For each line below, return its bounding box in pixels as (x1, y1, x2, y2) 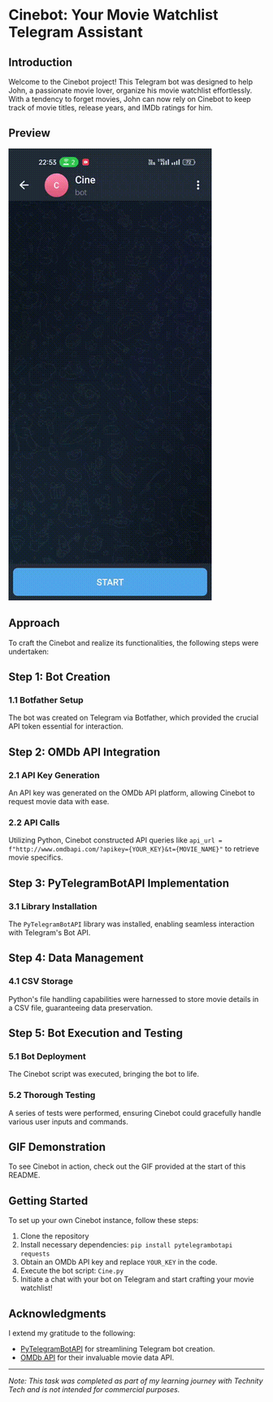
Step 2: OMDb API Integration (8, 745, 161, 759)
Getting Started (8, 1194, 89, 1208)
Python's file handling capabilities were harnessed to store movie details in (8, 994, 259, 1004)
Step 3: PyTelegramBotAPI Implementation (8, 876, 230, 890)
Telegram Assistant (8, 23, 144, 41)
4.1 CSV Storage (8, 976, 73, 987)
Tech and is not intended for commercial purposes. (8, 1385, 180, 1395)
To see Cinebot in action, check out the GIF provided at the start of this (8, 1161, 246, 1172)
